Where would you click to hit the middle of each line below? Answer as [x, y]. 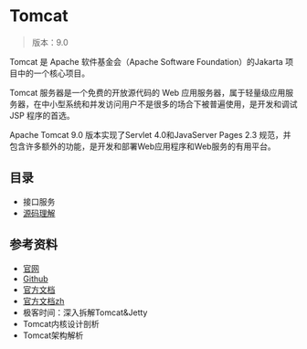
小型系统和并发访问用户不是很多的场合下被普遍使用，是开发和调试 [173, 104]
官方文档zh [43, 301]
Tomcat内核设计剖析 [61, 323]
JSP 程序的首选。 [42, 115]
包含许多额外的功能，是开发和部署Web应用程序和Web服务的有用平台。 [143, 146]
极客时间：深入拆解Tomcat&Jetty [85, 312]
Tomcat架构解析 [53, 335]
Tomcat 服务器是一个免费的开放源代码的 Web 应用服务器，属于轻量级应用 [148, 92]
